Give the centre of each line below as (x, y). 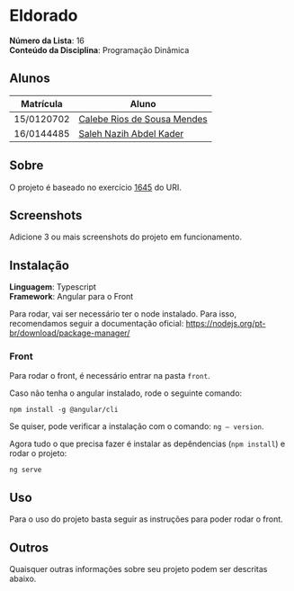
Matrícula (42, 103)
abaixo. (23, 579)
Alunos (30, 79)
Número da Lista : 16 (47, 40)
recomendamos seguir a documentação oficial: (97, 324)
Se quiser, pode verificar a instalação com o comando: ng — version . (137, 426)
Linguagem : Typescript (53, 287)
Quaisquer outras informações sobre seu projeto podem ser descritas (138, 569)
